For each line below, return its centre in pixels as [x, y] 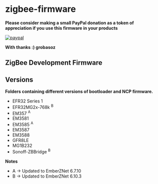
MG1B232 [22, 146]
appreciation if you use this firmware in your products [61, 28]
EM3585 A [23, 124]
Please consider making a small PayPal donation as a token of [70, 23]
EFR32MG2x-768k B [33, 107]
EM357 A [21, 113]
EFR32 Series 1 [27, 101]
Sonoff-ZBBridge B [31, 151]
